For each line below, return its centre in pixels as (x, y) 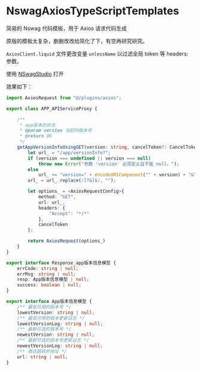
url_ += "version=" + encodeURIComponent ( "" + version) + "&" (117, 175)
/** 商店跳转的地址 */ (42, 351)
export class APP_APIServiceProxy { (52, 109)
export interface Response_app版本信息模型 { (61, 263)
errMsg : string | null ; (47, 274)
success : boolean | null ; (49, 285)
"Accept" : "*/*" (69, 213)
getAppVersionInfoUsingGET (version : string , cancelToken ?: (92, 148)
